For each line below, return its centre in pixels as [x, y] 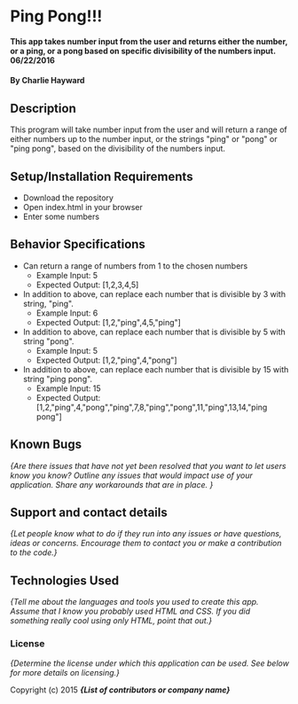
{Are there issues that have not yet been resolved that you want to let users [148, 465]
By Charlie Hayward [47, 81]
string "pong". [48, 341]
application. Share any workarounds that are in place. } [112, 484]
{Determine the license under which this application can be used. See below [149, 663]
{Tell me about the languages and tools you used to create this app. [135, 602]
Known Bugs [46, 445]
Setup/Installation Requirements [102, 176]
